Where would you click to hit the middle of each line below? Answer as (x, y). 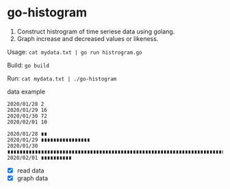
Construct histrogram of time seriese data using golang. (96, 31)
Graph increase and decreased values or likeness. (88, 38)
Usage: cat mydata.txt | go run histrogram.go (75, 52)
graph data (33, 178)
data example (26, 91)
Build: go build (28, 65)
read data (30, 170)
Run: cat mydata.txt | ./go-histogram (62, 78)
